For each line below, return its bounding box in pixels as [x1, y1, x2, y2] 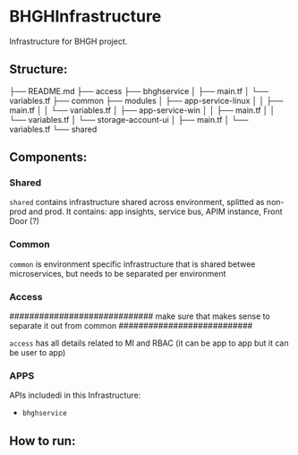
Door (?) [9, 216, 40, 227]
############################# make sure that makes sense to [9, 311, 270, 322]
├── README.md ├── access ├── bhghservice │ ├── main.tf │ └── [9, 85, 268, 96]
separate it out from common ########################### [9, 321, 253, 331]
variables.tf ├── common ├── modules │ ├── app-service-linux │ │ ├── [9, 95, 284, 106]
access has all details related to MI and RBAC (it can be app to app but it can [9, 338, 289, 348]
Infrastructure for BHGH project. [9, 36, 128, 47]
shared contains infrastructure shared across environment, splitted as [9, 197, 265, 208]
